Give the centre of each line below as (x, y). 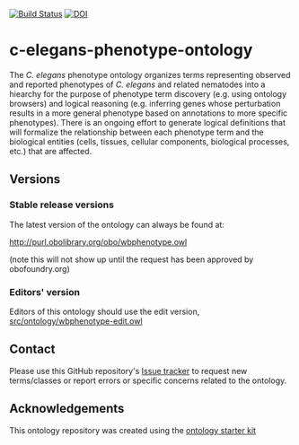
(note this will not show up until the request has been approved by (132, 259)
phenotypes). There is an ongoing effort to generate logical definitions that (147, 122)
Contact (32, 349)
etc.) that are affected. (51, 151)
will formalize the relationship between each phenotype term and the (137, 132)
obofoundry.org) (40, 268)
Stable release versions (62, 205)
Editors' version (45, 292)
